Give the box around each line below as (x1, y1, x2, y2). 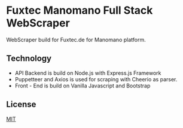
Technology (6, 53, 52, 63)
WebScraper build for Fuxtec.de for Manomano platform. (6, 36, 146, 43)
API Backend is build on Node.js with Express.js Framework (14, 69, 161, 77)
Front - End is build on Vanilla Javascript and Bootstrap (14, 82, 151, 89)
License (6, 99, 36, 109)
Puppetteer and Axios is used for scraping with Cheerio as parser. (14, 75, 178, 83)
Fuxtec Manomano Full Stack (6, 4, 153, 17)
